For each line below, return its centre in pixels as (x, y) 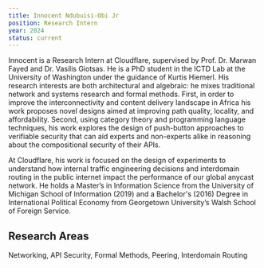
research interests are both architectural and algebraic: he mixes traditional (132, 86)
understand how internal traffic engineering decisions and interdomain (124, 169)
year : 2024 (26, 30)
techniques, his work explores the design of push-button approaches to (126, 128)
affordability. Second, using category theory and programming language (127, 119)
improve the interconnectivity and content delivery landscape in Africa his (130, 103)
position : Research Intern (53, 23)
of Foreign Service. (40, 211)
